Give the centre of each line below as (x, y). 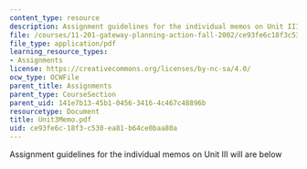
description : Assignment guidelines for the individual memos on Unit (147, 26)
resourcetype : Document (55, 111)
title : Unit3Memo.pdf (51, 120)
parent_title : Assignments (61, 86)
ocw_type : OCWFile (44, 78)
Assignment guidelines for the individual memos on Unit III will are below (146, 154)
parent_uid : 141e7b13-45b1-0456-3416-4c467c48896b (108, 103)
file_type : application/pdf (63, 43)
